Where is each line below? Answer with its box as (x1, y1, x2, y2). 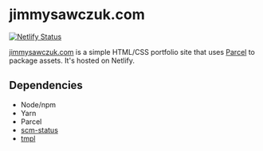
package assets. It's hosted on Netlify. (9, 56, 135, 65)
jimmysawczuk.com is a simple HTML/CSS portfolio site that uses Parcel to (9, 47, 256, 56)
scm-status (20, 125, 59, 134)
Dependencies (9, 79, 83, 92)
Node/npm (20, 99, 57, 109)
